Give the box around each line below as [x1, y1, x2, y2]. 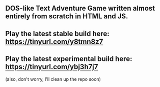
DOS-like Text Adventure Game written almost [5, 4, 155, 13]
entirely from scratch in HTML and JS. [5, 12, 128, 21]
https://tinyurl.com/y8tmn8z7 [5, 37, 103, 46]
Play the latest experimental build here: [5, 54, 132, 63]
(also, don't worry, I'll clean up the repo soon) [5, 76, 101, 82]
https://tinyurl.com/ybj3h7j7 [5, 63, 98, 71]
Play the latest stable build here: [5, 29, 110, 38]
